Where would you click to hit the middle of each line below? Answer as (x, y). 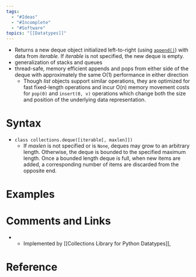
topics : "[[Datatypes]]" (36, 33)
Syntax (24, 123)
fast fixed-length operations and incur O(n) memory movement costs (106, 87)
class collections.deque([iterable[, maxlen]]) (73, 140)
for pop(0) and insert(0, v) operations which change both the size (104, 94)
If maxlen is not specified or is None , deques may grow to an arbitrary (106, 146)
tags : (13, 11)
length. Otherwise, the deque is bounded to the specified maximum (104, 152)
